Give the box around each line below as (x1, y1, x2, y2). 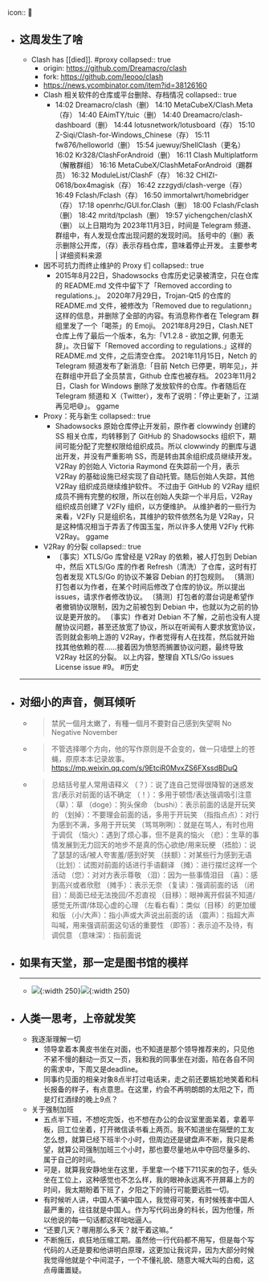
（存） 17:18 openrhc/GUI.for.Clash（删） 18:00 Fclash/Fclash (55, 200, 259, 210)
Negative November (51, 727, 118, 737)
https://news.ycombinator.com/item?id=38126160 (43, 80, 208, 90)
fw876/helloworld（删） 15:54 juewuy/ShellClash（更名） (55, 140, 246, 149)
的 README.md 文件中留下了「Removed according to (55, 280, 232, 290)
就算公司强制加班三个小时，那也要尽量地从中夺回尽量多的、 (57, 1145, 255, 1154)
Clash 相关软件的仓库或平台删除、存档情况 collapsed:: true (43, 89, 238, 100)
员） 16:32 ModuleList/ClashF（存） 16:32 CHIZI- (55, 169, 218, 180)
